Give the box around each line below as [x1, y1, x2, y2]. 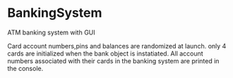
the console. [7, 64, 44, 72]
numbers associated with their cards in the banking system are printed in [7, 56, 220, 65]
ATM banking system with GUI [7, 28, 95, 37]
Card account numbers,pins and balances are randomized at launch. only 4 [7, 41, 227, 50]
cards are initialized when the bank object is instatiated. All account [7, 49, 203, 58]
